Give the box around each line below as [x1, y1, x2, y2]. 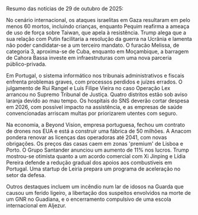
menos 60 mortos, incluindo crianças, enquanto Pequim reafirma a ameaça [6, 23, 190, 30]
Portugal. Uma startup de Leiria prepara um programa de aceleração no [6, 165, 181, 172]
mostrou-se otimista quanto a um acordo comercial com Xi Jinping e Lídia [6, 153, 186, 159]
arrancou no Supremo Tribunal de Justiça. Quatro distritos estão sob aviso [6, 91, 188, 98]
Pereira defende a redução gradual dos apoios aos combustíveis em [6, 159, 173, 166]
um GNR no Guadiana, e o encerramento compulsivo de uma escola [6, 195, 171, 203]
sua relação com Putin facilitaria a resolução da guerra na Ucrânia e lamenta [6, 36, 192, 42]
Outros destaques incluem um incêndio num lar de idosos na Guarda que [6, 183, 184, 190]
